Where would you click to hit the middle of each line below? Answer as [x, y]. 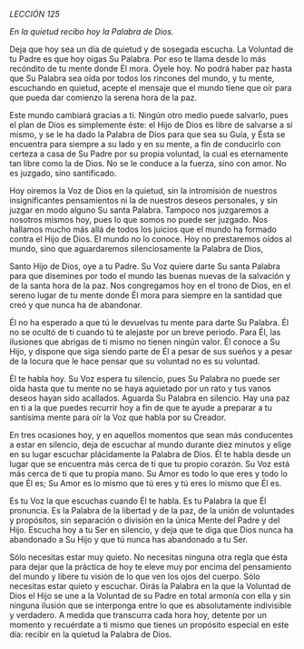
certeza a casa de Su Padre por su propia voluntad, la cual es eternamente [149, 154]
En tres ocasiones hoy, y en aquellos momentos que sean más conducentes [151, 435]
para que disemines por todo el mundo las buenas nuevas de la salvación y [150, 276]
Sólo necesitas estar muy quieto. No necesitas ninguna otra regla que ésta [149, 557]
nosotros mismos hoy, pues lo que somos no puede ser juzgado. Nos [139, 220]
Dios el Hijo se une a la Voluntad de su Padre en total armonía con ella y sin [150, 596]
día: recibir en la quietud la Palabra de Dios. [91, 634]
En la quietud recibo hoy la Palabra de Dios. [92, 31]
